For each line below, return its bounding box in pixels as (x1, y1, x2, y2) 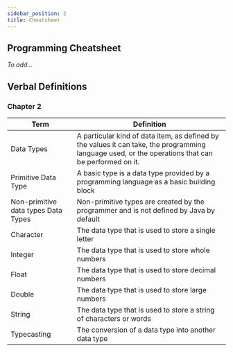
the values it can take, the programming (76, 140, 206, 149)
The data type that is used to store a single (76, 226, 216, 235)
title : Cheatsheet (7, 17, 60, 24)
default (76, 214, 101, 224)
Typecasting (10, 330, 51, 339)
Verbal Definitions (7, 80, 87, 92)
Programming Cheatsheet (7, 42, 121, 54)
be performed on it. (76, 157, 140, 166)
